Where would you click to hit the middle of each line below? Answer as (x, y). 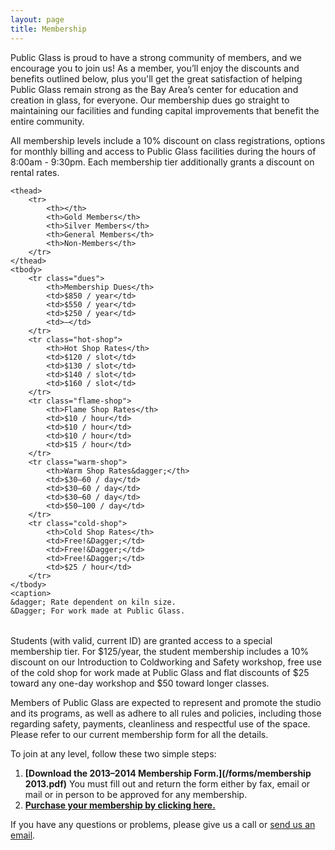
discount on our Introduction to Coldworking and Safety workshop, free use (166, 662)
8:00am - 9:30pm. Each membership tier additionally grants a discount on (162, 162)
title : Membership (48, 29)
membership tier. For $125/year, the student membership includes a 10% (160, 651)
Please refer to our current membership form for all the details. (139, 734)
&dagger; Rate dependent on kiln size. (93, 602)
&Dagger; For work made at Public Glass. (98, 611)
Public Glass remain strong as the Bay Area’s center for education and (154, 89)
